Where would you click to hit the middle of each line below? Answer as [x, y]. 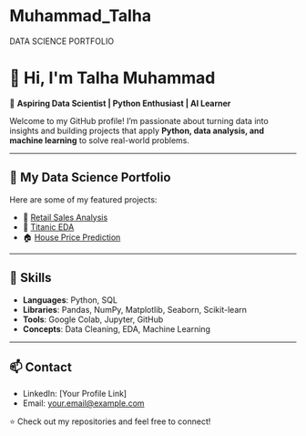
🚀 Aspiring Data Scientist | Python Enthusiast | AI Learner [120, 103]
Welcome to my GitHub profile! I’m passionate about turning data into [139, 120]
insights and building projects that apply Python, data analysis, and [137, 130]
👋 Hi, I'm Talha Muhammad [112, 78]
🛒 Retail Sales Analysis [65, 217]
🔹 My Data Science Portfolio [90, 177]
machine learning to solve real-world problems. [99, 140]
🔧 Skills [31, 278]
